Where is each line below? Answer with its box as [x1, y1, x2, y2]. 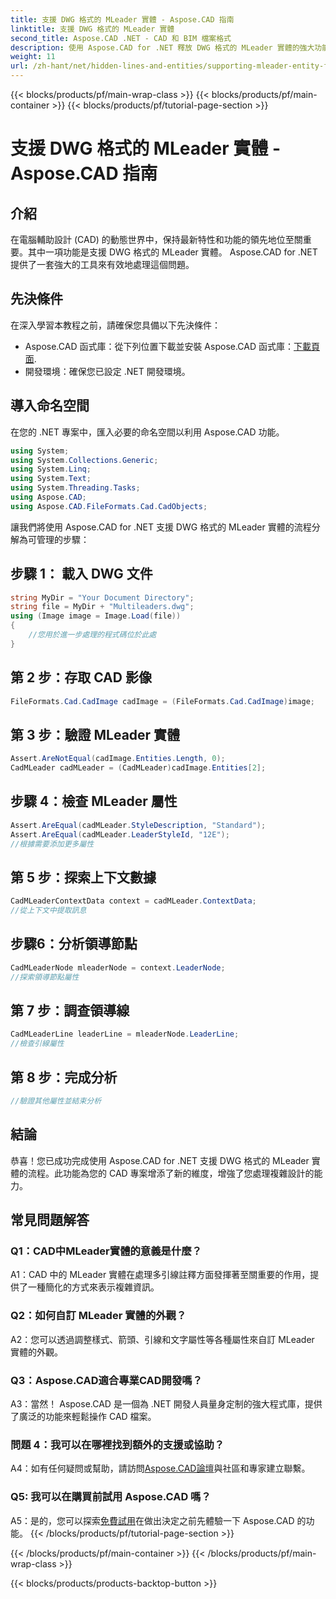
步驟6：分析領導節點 [10, 936, 138, 953]
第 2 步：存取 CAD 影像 [10, 669, 152, 686]
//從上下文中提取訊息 [10, 906, 87, 916]
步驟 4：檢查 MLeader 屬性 [10, 793, 178, 810]
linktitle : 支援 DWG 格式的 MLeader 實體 [10, 24, 175, 34]
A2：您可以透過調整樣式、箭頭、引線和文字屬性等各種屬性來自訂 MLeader [10, 1333, 315, 1345]
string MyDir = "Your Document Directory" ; [10, 592, 195, 603]
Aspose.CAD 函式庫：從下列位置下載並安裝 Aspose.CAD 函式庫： [24, 340, 295, 352]
